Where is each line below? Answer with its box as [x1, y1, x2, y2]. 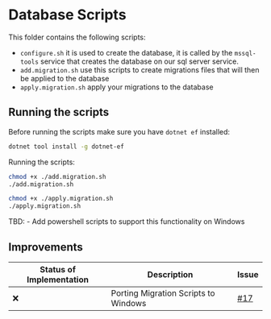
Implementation [27, 274, 89, 285]
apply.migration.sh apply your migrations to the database [19, 82, 214, 92]
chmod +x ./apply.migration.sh [8, 195, 114, 203]
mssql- [234, 49, 256, 57]
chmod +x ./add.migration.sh [8, 172, 106, 180]
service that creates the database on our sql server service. [40, 56, 240, 66]
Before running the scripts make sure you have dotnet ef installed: [8, 126, 231, 136]
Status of [40, 263, 77, 275]
